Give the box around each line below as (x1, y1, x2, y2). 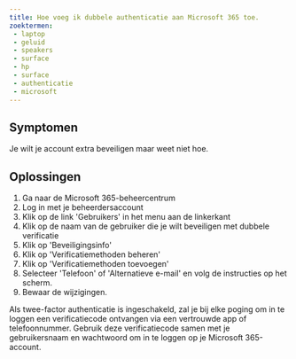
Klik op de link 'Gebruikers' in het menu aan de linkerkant (21, 212, 231, 222)
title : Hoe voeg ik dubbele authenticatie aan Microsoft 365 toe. (9, 12, 260, 22)
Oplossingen (9, 169, 82, 184)
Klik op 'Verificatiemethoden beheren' (21, 249, 161, 260)
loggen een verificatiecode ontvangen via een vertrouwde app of (9, 314, 247, 324)
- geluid (12, 37, 46, 47)
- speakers (12, 46, 53, 55)
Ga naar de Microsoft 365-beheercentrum (21, 192, 175, 204)
